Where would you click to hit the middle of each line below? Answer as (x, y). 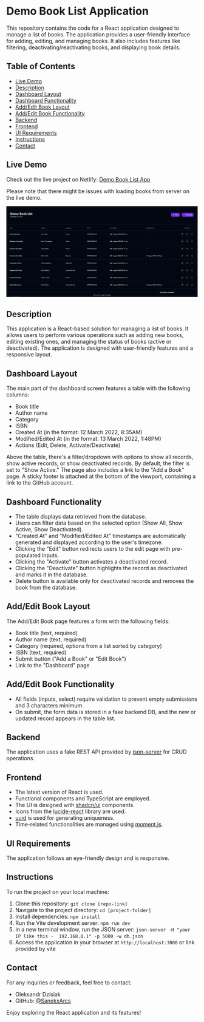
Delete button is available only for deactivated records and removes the (104, 581)
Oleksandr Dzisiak (38, 994)
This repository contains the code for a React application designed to (93, 28)
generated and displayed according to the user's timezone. (89, 542)
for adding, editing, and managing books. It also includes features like (93, 41)
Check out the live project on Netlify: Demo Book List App (78, 179)
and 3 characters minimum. (49, 705)
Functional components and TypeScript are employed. (83, 799)
